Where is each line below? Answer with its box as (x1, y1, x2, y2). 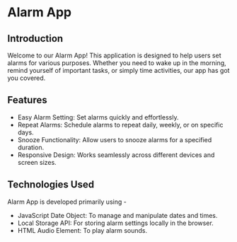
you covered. (7, 74, 46, 82)
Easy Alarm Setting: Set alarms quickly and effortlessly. (17, 113, 179, 121)
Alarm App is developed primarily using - (7, 197, 127, 206)
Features (7, 94, 47, 106)
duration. (17, 143, 45, 151)
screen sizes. (17, 158, 57, 166)
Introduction (7, 33, 64, 45)
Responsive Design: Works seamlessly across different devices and (17, 150, 215, 159)
